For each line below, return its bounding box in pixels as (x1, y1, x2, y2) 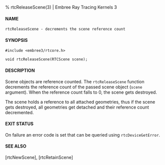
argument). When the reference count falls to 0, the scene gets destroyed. (5, 89, 158, 95)
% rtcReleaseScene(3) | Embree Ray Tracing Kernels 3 (5, 4, 117, 10)
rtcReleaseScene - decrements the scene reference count (5, 27, 126, 32)
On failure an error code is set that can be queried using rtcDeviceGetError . (5, 132, 161, 138)
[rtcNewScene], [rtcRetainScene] (5, 155, 74, 161)
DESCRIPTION (5, 67, 35, 73)
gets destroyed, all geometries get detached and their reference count (5, 104, 149, 110)
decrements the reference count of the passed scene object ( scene (5, 84, 143, 90)
